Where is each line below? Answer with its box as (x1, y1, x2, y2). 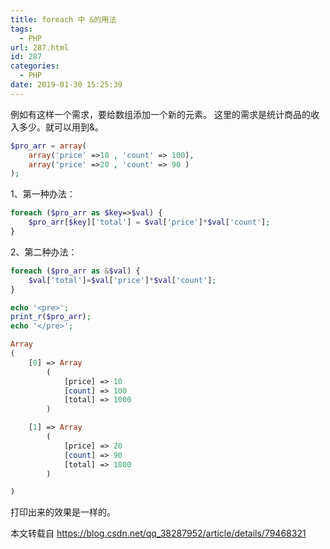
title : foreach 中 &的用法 (10, 14, 117, 25)
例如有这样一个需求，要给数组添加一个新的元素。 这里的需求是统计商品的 (10, 108, 311, 120)
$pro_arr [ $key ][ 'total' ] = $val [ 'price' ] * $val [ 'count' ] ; (28, 217, 271, 228)
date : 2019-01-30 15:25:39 (10, 80, 123, 90)
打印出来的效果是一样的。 (10, 506, 116, 518)
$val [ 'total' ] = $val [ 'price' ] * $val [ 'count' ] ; (28, 275, 217, 285)
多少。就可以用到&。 (18, 121, 105, 133)
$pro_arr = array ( (10, 141, 87, 151)
